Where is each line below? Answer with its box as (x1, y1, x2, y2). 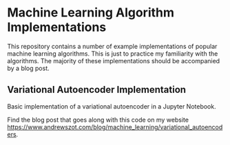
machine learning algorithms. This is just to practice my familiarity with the (7, 49, 218, 58)
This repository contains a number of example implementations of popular (7, 42, 218, 50)
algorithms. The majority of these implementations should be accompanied (7, 56, 220, 65)
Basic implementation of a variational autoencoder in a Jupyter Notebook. (7, 102, 216, 111)
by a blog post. (7, 64, 50, 72)
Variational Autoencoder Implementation (7, 84, 187, 96)
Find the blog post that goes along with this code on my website (7, 115, 189, 124)
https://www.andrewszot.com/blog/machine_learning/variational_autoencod (7, 122, 223, 131)
